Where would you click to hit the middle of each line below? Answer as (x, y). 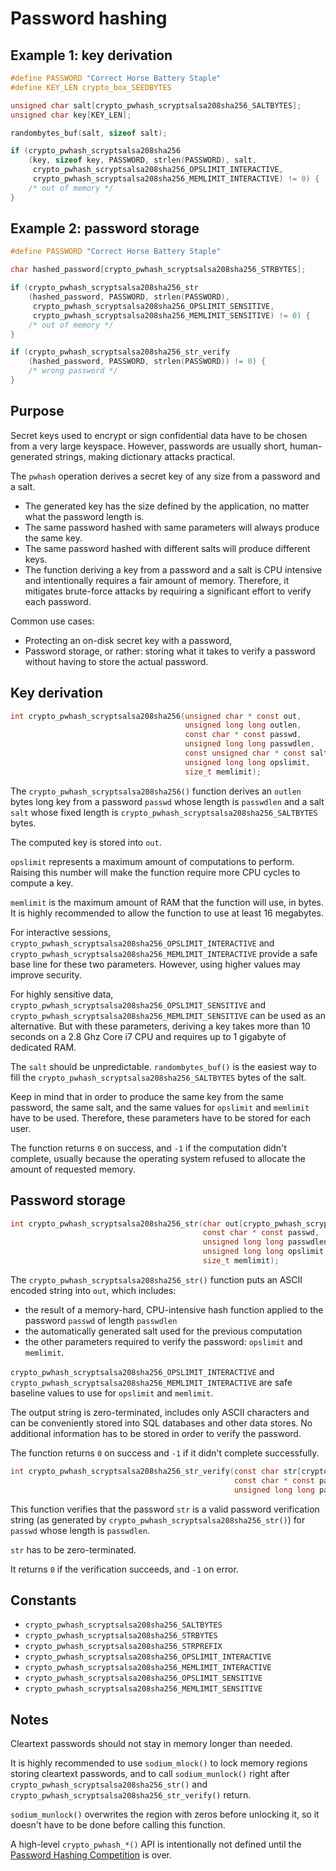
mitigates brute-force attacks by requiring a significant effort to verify (168, 591)
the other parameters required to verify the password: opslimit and (163, 1341)
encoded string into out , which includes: (93, 1290)
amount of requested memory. (73, 1169)
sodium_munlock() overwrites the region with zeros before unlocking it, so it (165, 1814)
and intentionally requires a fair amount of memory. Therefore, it (157, 580)
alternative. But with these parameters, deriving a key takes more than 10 (160, 1026)
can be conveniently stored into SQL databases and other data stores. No (161, 1423)
